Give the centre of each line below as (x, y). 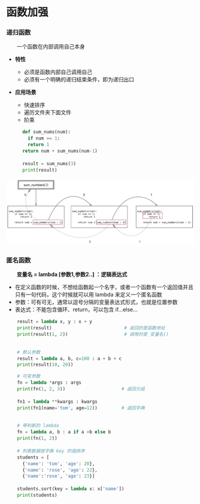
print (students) (37, 495)
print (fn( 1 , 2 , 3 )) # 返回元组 (81, 389)
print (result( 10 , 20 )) (45, 365)
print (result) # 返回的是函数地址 (91, 328)
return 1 (39, 145)
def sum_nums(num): (46, 132)
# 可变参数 (29, 377)
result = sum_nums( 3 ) (49, 163)
